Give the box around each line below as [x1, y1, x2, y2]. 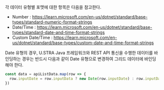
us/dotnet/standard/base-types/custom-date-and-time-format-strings [12, 40, 154, 45]
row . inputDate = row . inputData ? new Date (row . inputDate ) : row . [9, 76, 145, 81]
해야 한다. [5, 62, 23, 68]
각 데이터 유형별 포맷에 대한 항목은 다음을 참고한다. [5, 4, 102, 10]
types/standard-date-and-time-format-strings [12, 30, 105, 35]
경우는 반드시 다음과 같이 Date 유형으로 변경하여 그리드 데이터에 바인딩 [21, 56, 156, 62]
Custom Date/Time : [12, 35, 53, 40]
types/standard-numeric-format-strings [12, 19, 93, 25]
